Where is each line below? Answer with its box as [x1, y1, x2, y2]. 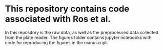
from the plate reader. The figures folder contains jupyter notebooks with [5, 35, 152, 40]
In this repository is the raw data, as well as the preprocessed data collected [5, 29, 159, 35]
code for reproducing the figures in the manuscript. [5, 39, 108, 45]
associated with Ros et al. [5, 13, 111, 25]
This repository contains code [5, 3, 130, 14]
